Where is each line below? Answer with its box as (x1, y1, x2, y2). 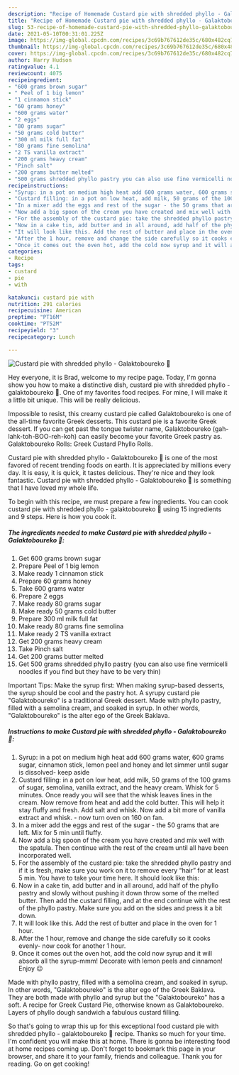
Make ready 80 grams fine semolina (18, 622, 124, 631)
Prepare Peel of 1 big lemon (18, 562, 99, 570)
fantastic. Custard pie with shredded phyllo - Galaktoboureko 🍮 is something (8, 476, 231, 484)
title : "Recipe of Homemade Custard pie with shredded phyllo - (8, 17, 202, 24)
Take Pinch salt (18, 644, 63, 653)
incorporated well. (18, 851, 72, 859)
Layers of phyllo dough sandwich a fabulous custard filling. (8, 1008, 181, 1016)
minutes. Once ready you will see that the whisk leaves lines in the (18, 790, 213, 799)
